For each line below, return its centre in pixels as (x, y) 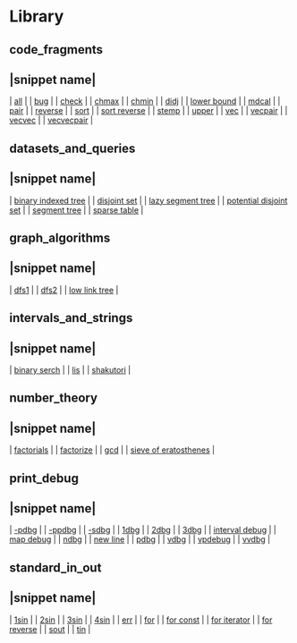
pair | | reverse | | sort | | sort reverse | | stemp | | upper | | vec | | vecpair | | (148, 111)
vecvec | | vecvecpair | (51, 120)
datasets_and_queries (72, 148)
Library (37, 17)
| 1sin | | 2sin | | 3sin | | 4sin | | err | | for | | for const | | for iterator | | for (141, 620)
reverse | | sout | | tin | (50, 629)
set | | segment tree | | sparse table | (76, 210)
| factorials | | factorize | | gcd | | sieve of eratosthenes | (112, 450)
